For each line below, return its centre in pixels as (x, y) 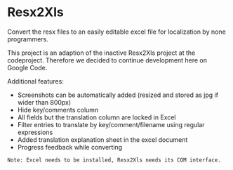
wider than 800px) (44, 102)
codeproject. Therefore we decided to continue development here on (107, 60)
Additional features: (36, 81)
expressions (35, 132)
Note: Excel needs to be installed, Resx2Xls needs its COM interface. (114, 160)
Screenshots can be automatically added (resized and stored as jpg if (118, 95)
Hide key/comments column (58, 110)
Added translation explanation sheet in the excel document (102, 139)
